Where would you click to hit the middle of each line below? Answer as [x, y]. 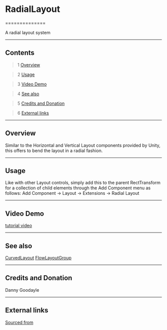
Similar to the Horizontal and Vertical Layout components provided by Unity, [83, 145]
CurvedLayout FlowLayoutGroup [39, 258]
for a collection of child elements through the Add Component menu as [78, 188]
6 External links [33, 113]
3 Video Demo [32, 84]
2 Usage [26, 74]
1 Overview [29, 65]
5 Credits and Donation [41, 103]
